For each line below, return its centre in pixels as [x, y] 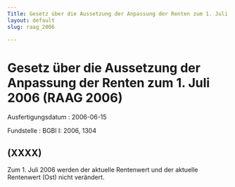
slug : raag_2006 [31, 27]
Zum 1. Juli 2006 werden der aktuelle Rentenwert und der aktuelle [103, 170]
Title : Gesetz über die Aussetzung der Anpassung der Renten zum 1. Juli [118, 14]
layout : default [31, 20]
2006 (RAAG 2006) [65, 97]
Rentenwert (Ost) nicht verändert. [56, 177]
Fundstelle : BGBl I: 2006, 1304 [52, 131]
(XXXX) [25, 153]
